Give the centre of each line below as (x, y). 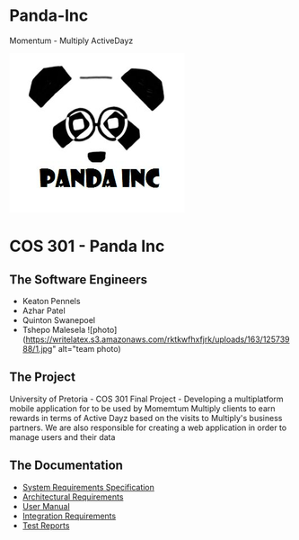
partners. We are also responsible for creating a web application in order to (148, 427)
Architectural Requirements (73, 497)
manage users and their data (62, 436)
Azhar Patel (44, 310)
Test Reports (46, 525)
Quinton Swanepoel (59, 319)
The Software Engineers (79, 279)
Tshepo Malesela (54, 329)
